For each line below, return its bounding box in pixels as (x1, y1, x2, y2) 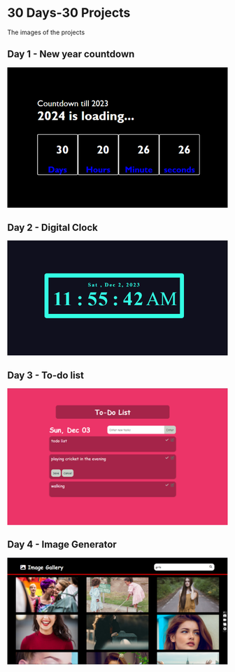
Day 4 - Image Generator (7, 538, 117, 550)
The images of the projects (7, 28, 85, 36)
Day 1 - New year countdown (7, 48, 135, 60)
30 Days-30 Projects (7, 5, 131, 21)
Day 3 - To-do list (7, 369, 84, 381)
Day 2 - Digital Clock (7, 222, 98, 234)
